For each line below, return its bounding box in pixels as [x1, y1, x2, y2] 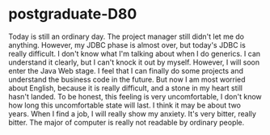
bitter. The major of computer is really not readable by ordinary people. [8, 117, 245, 127]
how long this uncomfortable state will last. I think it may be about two [8, 100, 241, 110]
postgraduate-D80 [8, 5, 137, 23]
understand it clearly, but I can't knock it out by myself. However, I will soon [8, 57, 260, 67]
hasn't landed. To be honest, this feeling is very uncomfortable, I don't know [8, 91, 262, 101]
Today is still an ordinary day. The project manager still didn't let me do [8, 32, 245, 41]
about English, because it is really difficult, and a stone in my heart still [8, 82, 243, 93]
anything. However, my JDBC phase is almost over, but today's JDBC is [8, 40, 247, 49]
